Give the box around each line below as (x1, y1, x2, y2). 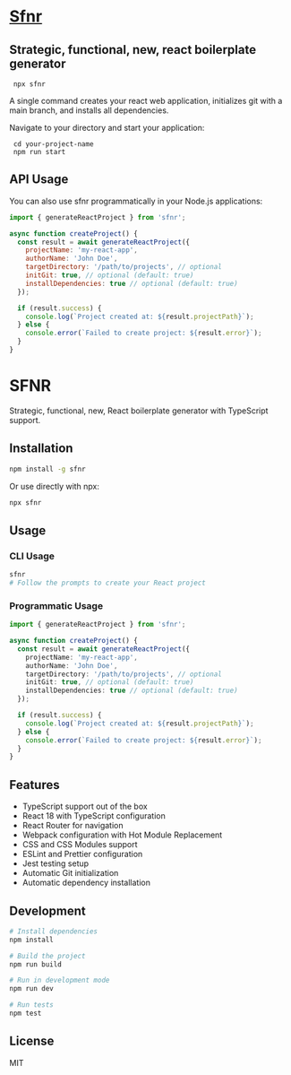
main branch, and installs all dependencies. (9, 105, 169, 116)
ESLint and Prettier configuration (21, 849, 143, 860)
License (9, 1034, 55, 1049)
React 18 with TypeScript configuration (21, 811, 166, 821)
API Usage (9, 172, 69, 187)
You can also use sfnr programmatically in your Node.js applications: (9, 195, 263, 206)
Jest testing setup (21, 858, 90, 869)
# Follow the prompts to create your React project (9, 578, 206, 587)
